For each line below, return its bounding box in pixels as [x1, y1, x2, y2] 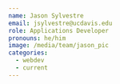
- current [15, 64, 48, 72]
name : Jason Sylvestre [8, 11, 84, 20]
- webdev [15, 57, 45, 65]
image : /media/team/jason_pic [8, 42, 110, 50]
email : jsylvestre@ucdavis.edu [8, 19, 113, 27]
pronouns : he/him [8, 34, 66, 42]
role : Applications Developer [8, 26, 110, 34]
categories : [8, 49, 48, 57]
